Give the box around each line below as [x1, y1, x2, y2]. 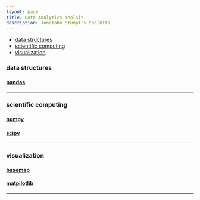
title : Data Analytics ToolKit [6, 14, 84, 20]
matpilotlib [6, 180, 34, 187]
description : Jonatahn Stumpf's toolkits [6, 20, 111, 26]
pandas [6, 78, 26, 85]
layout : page [6, 8, 39, 15]
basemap [6, 166, 30, 173]
